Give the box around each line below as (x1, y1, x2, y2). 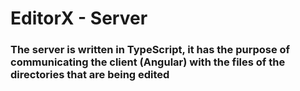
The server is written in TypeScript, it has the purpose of (10, 43, 291, 57)
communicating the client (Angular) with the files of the (10, 55, 286, 69)
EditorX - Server (10, 7, 148, 30)
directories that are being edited (10, 68, 170, 82)
